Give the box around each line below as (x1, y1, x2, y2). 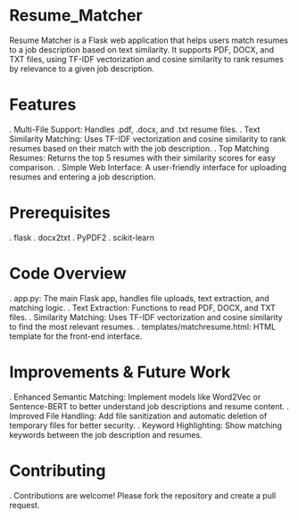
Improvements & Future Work (9, 362, 231, 382)
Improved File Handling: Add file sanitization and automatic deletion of (9, 410, 268, 421)
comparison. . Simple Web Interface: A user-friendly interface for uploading (9, 161, 287, 172)
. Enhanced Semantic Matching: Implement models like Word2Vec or (9, 391, 261, 402)
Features (9, 95, 77, 115)
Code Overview (9, 264, 127, 284)
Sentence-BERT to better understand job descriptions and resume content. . (9, 400, 290, 411)
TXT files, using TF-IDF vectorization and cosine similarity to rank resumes (9, 54, 284, 64)
